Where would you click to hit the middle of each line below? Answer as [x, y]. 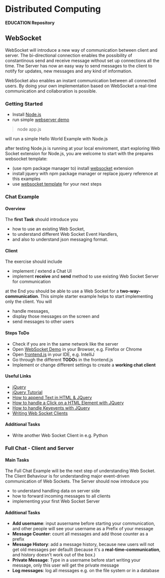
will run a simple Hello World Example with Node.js [57, 139]
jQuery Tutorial [27, 392]
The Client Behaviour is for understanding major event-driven [67, 476]
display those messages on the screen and [56, 317]
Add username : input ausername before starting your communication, [83, 523]
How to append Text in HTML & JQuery [52, 397]
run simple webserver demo [41, 120]
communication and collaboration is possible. [51, 91]
